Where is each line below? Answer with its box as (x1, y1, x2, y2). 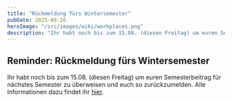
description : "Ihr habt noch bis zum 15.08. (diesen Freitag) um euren (7, 29, 217, 37)
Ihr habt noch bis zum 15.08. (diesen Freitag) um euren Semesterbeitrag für (7, 73, 222, 81)
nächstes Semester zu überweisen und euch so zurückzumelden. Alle (7, 81, 206, 89)
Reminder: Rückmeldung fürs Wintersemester (7, 54, 210, 66)
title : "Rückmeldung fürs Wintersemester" (7, 10, 131, 17)
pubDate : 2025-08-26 (7, 17, 67, 23)
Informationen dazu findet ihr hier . (7, 88, 104, 96)
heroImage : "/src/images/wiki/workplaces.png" (7, 23, 144, 30)
